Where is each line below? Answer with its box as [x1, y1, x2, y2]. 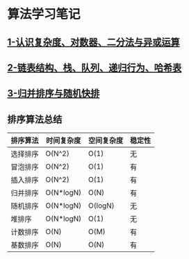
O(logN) [88, 201, 115, 210]
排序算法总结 [7, 113, 63, 125]
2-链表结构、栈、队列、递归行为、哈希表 [7, 62, 182, 74]
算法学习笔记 [7, 6, 81, 22]
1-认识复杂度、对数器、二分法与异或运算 [7, 36, 180, 48]
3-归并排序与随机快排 [7, 87, 100, 99]
